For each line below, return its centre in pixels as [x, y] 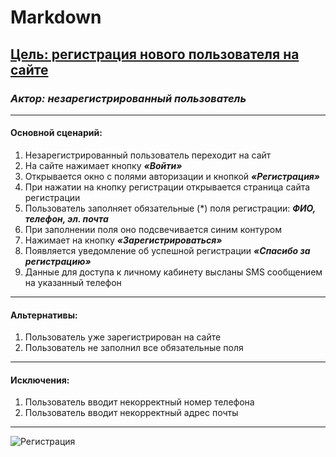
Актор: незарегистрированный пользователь [128, 98]
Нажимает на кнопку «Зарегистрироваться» [123, 240]
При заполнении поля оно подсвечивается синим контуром [153, 230]
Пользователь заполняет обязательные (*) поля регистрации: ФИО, [170, 208]
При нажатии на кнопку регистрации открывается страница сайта [167, 187]
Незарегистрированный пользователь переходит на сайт [148, 155]
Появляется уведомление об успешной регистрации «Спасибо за [167, 251]
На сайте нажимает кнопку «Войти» [103, 166]
